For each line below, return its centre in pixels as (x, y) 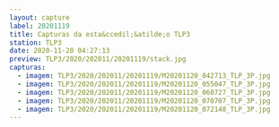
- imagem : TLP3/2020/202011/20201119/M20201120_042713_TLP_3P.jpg (144, 76)
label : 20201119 (39, 26)
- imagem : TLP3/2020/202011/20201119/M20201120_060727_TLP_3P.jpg (144, 92)
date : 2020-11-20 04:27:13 (60, 51)
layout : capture (39, 17)
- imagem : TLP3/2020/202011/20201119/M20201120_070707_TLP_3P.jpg (144, 101)
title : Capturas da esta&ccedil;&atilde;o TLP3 (100, 34)
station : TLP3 (36, 42)
